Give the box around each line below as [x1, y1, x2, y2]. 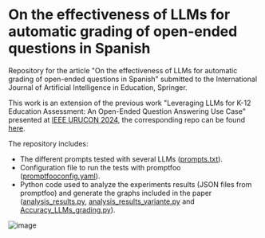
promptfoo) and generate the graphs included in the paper [19, 188, 212, 197]
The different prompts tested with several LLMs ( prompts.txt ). [19, 154, 223, 164]
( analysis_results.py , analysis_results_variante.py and [19, 197, 196, 206]
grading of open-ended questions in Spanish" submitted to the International [8, 74, 258, 84]
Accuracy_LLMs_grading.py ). [19, 205, 116, 214]
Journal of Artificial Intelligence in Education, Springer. [8, 82, 188, 92]
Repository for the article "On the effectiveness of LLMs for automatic [8, 65, 238, 75]
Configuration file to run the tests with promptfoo [19, 162, 181, 172]
